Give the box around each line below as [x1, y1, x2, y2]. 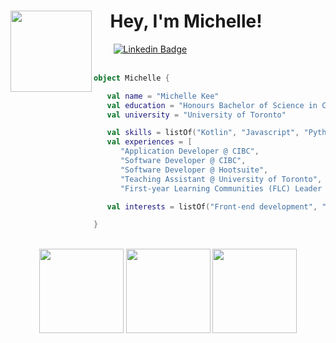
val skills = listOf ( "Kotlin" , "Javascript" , [106, 128, 300, 138]
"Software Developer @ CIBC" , [119, 156, 247, 166]
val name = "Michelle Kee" [106, 91, 220, 101]
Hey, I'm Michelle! [109, 10, 263, 33]
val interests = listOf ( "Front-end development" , [106, 201, 318, 212]
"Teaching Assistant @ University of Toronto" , [119, 174, 323, 184]
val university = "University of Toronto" [106, 110, 287, 120]
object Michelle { [93, 73, 170, 83]
